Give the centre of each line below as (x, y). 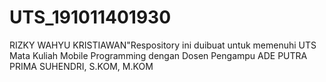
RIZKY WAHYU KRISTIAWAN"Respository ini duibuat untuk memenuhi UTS (163, 45)
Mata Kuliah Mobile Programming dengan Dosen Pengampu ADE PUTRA (158, 55)
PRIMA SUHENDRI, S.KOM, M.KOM (81, 66)
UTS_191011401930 (90, 17)
